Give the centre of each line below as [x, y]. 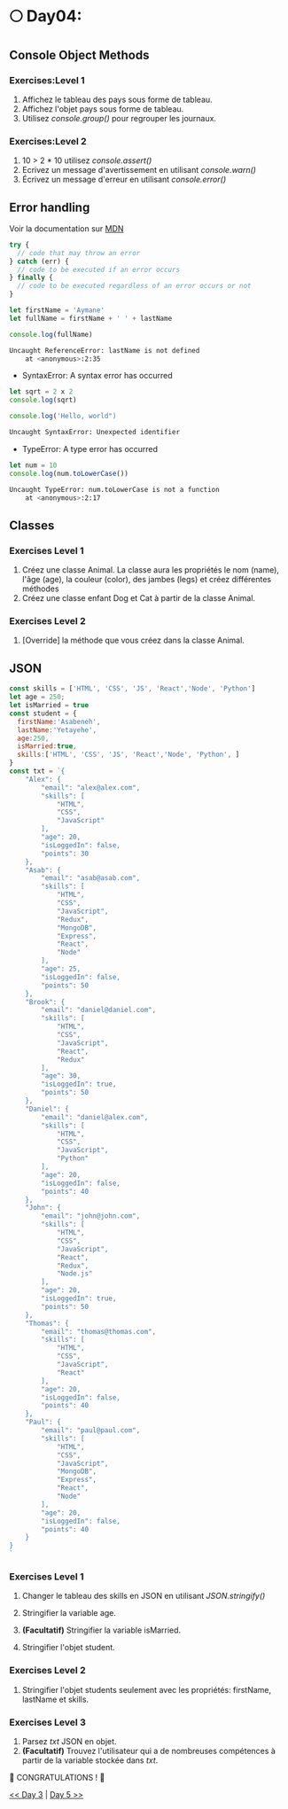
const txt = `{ [37, 771]
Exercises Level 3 [47, 1722]
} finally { [31, 278]
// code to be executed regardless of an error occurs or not [134, 286]
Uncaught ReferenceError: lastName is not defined [105, 350]
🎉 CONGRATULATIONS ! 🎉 [57, 1777]
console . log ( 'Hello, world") [63, 417]
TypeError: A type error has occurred [90, 448]
